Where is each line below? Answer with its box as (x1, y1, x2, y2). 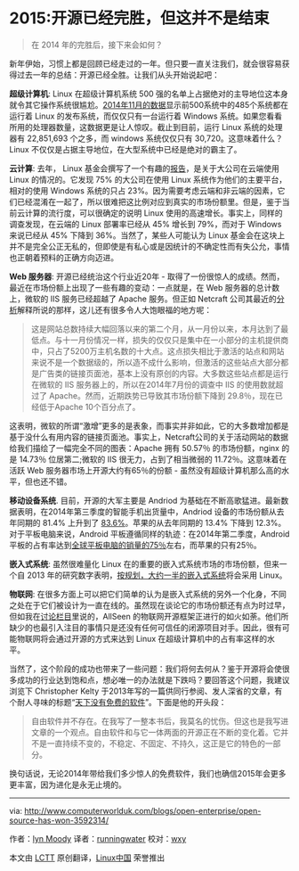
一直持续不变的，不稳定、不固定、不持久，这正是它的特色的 (46, 737, 265, 749)
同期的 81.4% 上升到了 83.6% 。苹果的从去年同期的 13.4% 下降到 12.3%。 (16, 517, 287, 528)
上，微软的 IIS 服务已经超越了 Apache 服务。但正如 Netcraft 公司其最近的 (9, 293, 278, 304)
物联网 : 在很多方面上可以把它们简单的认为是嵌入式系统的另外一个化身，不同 (9, 588, 287, 599)
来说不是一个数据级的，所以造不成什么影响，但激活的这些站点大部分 (30, 357, 281, 367)
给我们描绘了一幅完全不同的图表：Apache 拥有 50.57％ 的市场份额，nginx (9, 442, 280, 453)
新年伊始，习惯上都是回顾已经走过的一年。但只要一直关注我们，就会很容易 (9, 58, 282, 69)
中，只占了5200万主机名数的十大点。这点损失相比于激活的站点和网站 (30, 345, 285, 357)
